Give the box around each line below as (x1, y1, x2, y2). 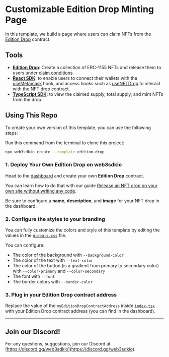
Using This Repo (5, 111, 58, 120)
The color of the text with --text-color (12, 257, 94, 263)
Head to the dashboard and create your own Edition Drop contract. (5, 172, 144, 178)
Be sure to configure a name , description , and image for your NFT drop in (5, 198, 159, 204)
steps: (5, 130, 18, 136)
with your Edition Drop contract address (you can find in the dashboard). (5, 308, 156, 314)
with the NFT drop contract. (12, 86, 70, 92)
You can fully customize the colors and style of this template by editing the (5, 227, 160, 233)
